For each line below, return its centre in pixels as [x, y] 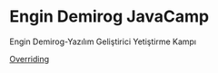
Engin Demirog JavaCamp [109, 17]
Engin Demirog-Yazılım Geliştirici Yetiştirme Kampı [103, 41]
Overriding [30, 59]
